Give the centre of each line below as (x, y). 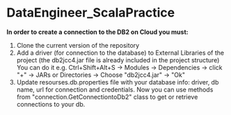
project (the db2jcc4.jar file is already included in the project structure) (118, 60)
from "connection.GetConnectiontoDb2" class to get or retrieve (107, 97)
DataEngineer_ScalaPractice (91, 13)
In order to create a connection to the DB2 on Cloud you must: (97, 32)
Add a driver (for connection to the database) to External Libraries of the (120, 53)
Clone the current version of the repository (78, 45)
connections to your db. (51, 104)
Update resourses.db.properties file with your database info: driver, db (118, 82)
